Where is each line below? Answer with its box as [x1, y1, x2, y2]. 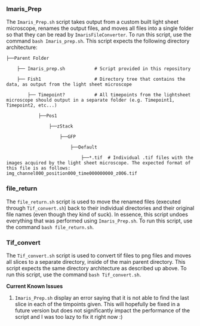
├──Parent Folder [6, 56, 50, 62]
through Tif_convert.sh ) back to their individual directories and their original [6, 204, 195, 211]
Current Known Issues [6, 282, 63, 290]
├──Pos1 [38, 113, 58, 119]
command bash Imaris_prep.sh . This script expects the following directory [6, 38, 190, 45]
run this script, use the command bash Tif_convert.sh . [6, 271, 141, 278]
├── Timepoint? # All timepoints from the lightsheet [27, 92, 191, 98]
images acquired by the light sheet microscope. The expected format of [6, 160, 191, 166]
